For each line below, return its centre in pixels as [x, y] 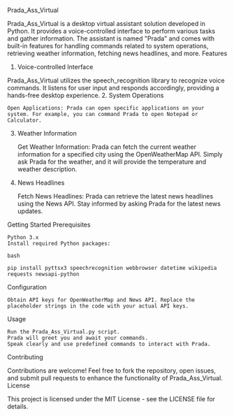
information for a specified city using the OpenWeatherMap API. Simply [120, 154]
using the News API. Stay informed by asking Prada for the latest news [119, 203]
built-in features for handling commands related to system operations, [108, 46]
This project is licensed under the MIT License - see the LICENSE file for [111, 399]
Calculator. [24, 120]
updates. [30, 211]
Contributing [25, 357]
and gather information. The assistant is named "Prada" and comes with [111, 38]
